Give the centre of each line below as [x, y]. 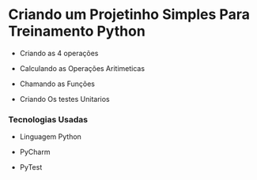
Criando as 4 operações [59, 53]
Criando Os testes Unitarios [64, 99]
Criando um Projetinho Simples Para [129, 15]
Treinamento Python [77, 31]
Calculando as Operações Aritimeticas [82, 68]
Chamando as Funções [57, 84]
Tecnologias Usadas [48, 119]
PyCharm [35, 152]
